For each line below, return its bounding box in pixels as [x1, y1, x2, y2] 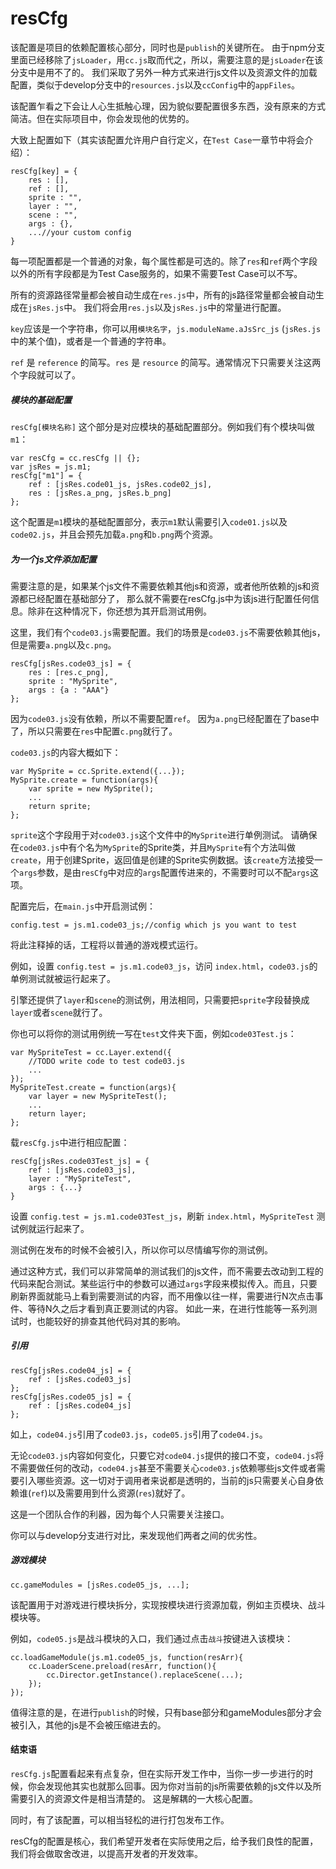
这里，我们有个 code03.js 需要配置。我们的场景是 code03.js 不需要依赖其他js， [10, 626, 326, 638]
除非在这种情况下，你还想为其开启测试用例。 [27, 605, 212, 617]
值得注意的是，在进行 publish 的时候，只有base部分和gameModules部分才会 [10, 1706, 322, 1718]
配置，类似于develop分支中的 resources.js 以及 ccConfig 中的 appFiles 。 [10, 78, 301, 91]
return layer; [28, 1108, 87, 1119]
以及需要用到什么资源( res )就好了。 [47, 1487, 191, 1499]
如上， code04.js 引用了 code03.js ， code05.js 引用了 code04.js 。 [10, 1428, 268, 1440]
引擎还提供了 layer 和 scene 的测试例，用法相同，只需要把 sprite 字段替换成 [10, 993, 310, 1006]
